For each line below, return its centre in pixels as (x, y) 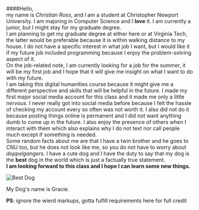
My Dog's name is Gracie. (38, 189)
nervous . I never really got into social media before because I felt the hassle (99, 103)
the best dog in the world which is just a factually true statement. (86, 160)
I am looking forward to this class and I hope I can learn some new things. (98, 166)
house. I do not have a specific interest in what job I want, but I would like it (98, 46)
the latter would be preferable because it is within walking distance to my (96, 40)
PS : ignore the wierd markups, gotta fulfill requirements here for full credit (97, 201)
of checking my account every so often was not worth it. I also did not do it (98, 109)
